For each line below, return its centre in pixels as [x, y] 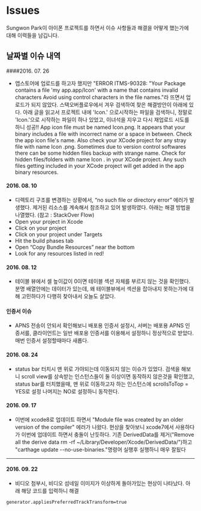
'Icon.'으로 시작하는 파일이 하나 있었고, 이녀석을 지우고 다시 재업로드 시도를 [102, 119]
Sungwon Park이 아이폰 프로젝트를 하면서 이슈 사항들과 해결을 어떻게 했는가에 [98, 28]
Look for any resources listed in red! [59, 253]
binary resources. [36, 172]
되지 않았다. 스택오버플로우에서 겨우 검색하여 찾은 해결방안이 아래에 [109, 104]
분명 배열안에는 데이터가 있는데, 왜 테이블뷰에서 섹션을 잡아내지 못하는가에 [101, 289]
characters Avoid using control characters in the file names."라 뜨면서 [100, 97]
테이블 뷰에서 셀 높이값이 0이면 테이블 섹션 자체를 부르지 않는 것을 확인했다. [103, 281]
